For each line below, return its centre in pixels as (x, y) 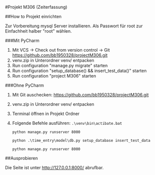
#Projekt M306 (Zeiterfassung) (36, 7)
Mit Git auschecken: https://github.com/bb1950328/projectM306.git (80, 95)
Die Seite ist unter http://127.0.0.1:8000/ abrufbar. (55, 167)
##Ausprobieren (22, 158)
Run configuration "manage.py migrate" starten (60, 66)
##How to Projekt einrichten (33, 16)
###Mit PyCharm (22, 40)
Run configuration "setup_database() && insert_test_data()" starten (79, 71)
